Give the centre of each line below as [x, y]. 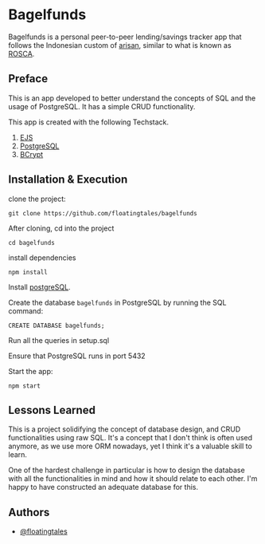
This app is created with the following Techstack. [89, 122]
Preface [28, 79]
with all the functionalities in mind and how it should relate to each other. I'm [133, 479]
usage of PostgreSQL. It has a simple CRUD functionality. [102, 106]
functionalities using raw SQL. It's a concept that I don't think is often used [131, 438]
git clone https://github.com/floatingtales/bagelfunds [103, 213]
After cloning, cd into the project [61, 228]
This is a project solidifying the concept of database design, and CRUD [125, 429]
